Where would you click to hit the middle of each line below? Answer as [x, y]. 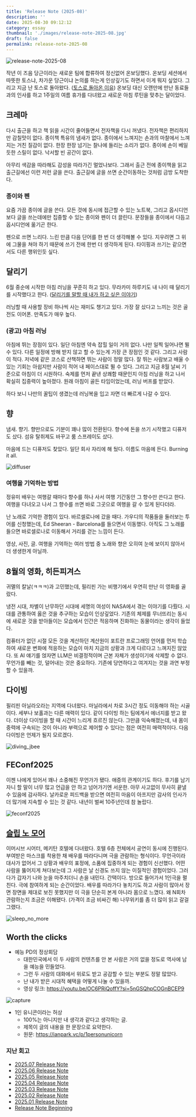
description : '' [26, 17]
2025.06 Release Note [42, 1070]
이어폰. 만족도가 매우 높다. [47, 314]
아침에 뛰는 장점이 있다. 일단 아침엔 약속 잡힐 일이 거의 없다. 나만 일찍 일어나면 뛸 [98, 345]
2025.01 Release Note [41, 1101]
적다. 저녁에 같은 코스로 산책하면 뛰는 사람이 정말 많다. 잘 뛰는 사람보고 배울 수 [101, 359]
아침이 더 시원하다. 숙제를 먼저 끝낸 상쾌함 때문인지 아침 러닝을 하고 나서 [103, 374]
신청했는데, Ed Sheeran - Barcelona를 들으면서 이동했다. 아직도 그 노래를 [101, 524]
